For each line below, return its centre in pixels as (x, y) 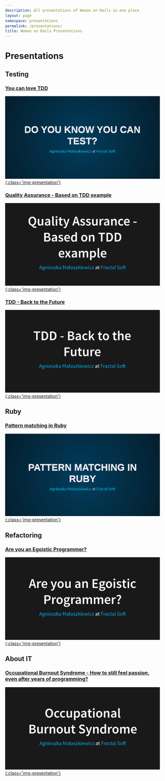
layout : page (18, 15)
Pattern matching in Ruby (36, 426)
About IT (19, 659)
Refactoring (24, 535)
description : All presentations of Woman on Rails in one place (72, 10)
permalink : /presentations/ (34, 26)
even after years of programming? (47, 679)
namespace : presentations (31, 21)
